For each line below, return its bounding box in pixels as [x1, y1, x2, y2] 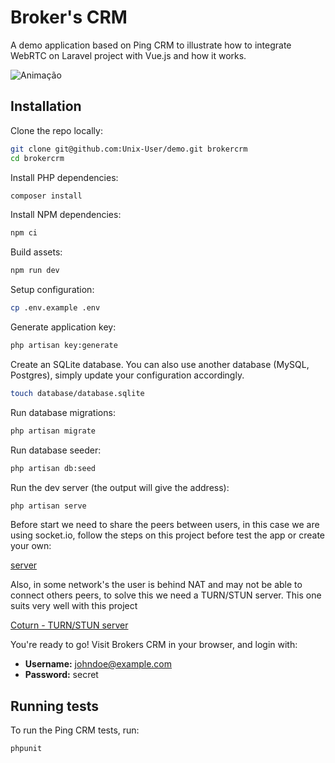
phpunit [10, 744, 43, 754]
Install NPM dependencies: [10, 209, 122, 221]
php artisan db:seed [10, 463, 97, 473]
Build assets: [10, 246, 63, 258]
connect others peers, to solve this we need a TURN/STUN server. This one [10, 589, 322, 601]
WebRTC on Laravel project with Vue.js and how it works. [10, 49, 247, 61]
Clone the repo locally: [10, 124, 103, 136]
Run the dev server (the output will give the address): [10, 481, 230, 493]
